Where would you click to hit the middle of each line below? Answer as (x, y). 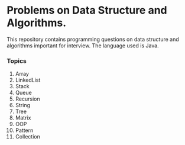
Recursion (27, 99)
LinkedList (28, 80)
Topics (17, 61)
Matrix (23, 118)
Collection (27, 137)
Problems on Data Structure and (87, 10)
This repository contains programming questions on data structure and (93, 39)
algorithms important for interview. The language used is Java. (83, 46)
